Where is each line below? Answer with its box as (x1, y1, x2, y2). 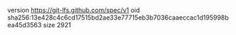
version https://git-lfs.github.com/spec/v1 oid (7, 6, 140, 14)
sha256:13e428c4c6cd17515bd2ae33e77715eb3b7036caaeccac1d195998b (7, 13, 230, 22)
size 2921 (43, 21, 71, 29)
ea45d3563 (7, 21, 42, 29)
